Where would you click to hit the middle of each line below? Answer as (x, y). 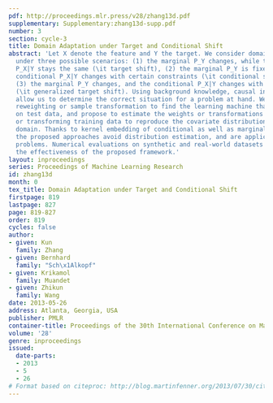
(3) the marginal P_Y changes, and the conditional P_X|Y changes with (140, 84)
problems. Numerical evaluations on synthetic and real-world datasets (140, 144)
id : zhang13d (30, 175)
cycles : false (32, 227)
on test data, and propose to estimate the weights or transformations (140, 115)
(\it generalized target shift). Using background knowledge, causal (136, 91)
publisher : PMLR (36, 318)
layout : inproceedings (47, 159)
